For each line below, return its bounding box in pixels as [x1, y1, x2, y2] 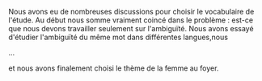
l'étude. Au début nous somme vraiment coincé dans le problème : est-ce [8, 15, 253, 25]
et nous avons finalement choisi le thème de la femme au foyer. [8, 63, 219, 73]
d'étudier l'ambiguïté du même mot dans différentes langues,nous [8, 32, 229, 42]
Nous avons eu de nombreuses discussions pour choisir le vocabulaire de [8, 7, 255, 16]
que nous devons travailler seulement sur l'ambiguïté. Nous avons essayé [8, 24, 254, 33]
